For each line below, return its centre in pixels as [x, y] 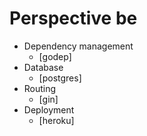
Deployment [49, 109]
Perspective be [73, 18]
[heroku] [56, 120]
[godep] [55, 56]
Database [43, 67]
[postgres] [60, 78]
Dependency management [78, 46]
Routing [40, 88]
